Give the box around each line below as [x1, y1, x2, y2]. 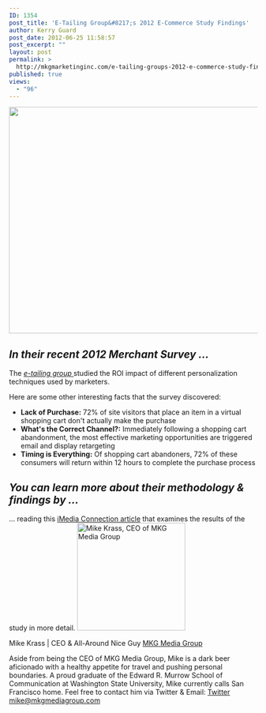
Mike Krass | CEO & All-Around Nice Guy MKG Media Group [9, 639, 203, 647]
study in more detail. [9, 623, 76, 632]
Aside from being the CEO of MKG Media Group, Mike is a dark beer [9, 654, 230, 663]
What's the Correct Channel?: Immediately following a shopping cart [20, 424, 247, 434]
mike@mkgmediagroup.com [9, 696, 101, 705]
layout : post [9, 48, 52, 56]
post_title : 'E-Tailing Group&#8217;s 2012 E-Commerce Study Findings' [9, 19, 249, 27]
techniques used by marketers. [9, 377, 110, 387]
